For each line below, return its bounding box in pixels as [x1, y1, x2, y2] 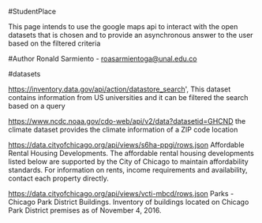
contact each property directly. [8, 173, 109, 183]
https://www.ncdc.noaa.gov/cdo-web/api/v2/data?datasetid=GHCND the [8, 117, 246, 125]
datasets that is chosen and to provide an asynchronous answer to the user [8, 31, 254, 39]
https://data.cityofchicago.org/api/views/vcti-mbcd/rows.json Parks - [8, 189, 234, 198]
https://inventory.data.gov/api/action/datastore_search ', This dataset [8, 84, 231, 94]
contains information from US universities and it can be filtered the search [8, 93, 249, 102]
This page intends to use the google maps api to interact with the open [8, 22, 238, 31]
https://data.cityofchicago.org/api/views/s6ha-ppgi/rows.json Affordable [8, 140, 245, 149]
